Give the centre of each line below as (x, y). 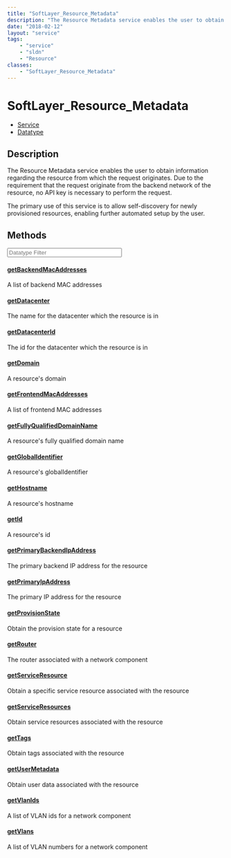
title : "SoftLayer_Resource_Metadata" (63, 13)
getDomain (24, 363)
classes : (20, 65)
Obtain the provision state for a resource (65, 628)
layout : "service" (34, 33)
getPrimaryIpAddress (39, 581)
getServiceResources (39, 706)
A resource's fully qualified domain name (66, 441)
